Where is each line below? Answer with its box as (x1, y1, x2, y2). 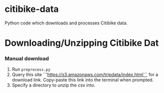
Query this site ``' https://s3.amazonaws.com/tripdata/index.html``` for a (11, 72, 159, 78)
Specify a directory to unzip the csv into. (11, 82, 96, 88)
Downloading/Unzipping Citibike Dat (4, 37, 159, 49)
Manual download (4, 55, 49, 62)
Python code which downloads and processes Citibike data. (4, 20, 128, 26)
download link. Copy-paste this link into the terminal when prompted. (11, 77, 154, 83)
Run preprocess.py (11, 66, 51, 73)
